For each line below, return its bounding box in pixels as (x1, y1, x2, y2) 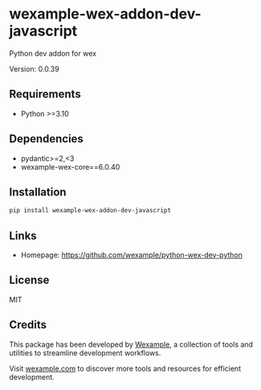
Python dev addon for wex (9, 48, 97, 58)
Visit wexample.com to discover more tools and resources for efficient (9, 363, 242, 373)
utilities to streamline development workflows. (9, 347, 161, 358)
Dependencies (9, 132, 84, 146)
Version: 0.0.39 (9, 64, 59, 73)
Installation (9, 185, 67, 199)
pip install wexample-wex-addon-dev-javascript (9, 207, 172, 215)
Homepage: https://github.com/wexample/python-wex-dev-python (20, 250, 243, 260)
